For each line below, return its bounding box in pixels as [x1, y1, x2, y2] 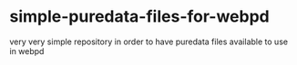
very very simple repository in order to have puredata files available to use [9, 36, 289, 47]
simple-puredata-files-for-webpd [9, 6, 271, 27]
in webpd [9, 45, 45, 56]
